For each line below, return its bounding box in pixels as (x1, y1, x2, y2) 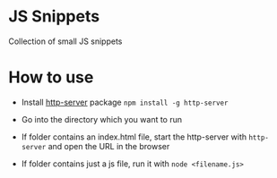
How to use (8, 67, 94, 88)
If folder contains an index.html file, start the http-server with (21, 131, 247, 142)
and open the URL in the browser (48, 140, 170, 151)
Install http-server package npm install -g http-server (21, 97, 229, 107)
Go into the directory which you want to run (21, 114, 183, 124)
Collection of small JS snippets (8, 36, 123, 47)
